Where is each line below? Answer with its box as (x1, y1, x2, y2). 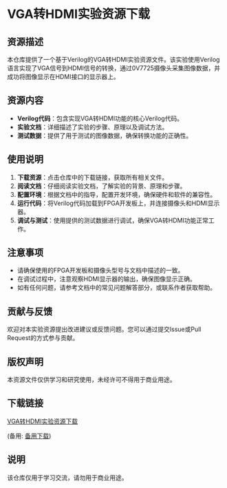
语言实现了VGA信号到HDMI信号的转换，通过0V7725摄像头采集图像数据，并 (7, 64, 221, 72)
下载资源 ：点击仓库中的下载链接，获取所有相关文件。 (17, 173, 169, 181)
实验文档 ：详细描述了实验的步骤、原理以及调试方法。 (17, 123, 169, 131)
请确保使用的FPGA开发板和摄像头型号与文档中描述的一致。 (17, 266, 184, 275)
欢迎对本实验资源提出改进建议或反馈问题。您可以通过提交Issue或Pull (7, 325, 202, 334)
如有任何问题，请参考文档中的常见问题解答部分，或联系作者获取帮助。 (17, 284, 217, 292)
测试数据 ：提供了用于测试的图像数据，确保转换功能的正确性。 (17, 131, 193, 140)
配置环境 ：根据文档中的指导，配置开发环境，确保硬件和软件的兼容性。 (17, 190, 217, 198)
